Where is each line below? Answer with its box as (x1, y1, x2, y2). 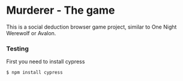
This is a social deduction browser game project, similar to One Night (6, 23, 177, 30)
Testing (6, 44, 29, 52)
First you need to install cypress (6, 58, 85, 66)
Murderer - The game (6, 4, 115, 17)
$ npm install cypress (6, 70, 63, 76)
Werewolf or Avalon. (6, 29, 56, 36)
